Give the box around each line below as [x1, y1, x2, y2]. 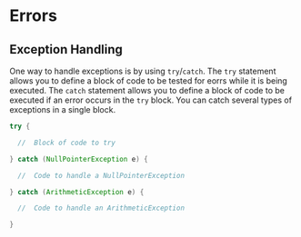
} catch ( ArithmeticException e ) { [9, 187, 145, 196]
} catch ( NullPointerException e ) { [9, 154, 148, 163]
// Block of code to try [17, 138, 116, 147]
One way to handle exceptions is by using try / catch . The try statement [9, 65, 276, 76]
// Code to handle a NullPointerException [17, 171, 185, 180]
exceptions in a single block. [9, 104, 116, 114]
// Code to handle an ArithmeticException [17, 203, 185, 213]
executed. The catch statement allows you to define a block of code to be [9, 85, 285, 95]
